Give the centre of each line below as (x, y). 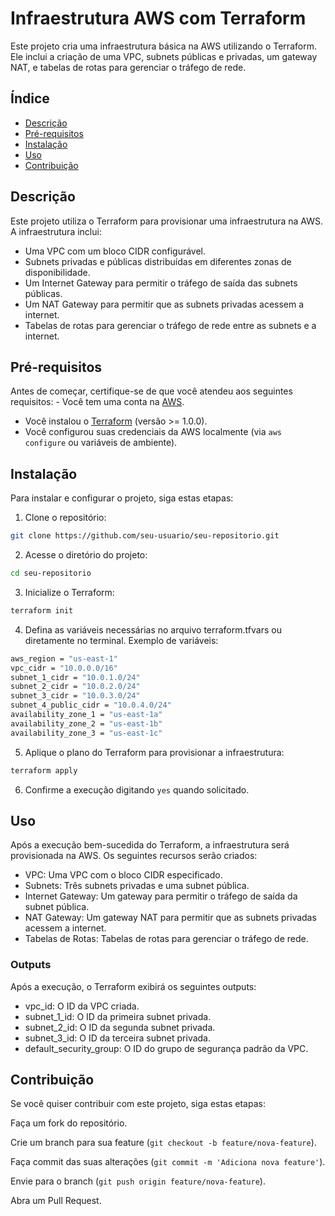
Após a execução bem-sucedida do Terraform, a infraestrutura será (150, 845)
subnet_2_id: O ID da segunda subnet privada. (120, 1027)
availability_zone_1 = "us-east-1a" (86, 715)
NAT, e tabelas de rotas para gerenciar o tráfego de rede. (128, 67)
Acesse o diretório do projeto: (86, 555)
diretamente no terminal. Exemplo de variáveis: (121, 640)
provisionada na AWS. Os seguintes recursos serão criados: (134, 856)
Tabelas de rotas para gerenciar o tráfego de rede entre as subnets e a (170, 325)
